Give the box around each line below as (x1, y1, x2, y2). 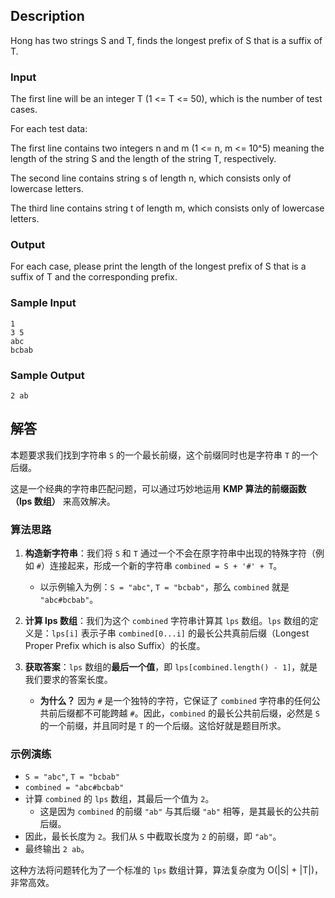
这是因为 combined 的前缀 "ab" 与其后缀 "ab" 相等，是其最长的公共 (39, 805, 311, 818)
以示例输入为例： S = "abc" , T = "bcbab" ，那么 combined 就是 (39, 581, 290, 593)
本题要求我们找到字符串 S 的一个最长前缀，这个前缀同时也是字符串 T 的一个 (10, 449, 319, 461)
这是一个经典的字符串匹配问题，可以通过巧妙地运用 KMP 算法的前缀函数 (10, 482, 307, 494)
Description (10, 8, 85, 25)
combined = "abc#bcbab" (24, 783, 125, 793)
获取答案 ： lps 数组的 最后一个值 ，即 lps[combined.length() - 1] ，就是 (24, 661, 318, 673)
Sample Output (10, 368, 85, 382)
